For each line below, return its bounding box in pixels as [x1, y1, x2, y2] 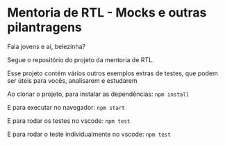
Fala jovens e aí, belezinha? [7, 42, 85, 50]
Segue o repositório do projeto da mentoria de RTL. [7, 55, 154, 64]
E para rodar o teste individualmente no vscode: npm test [7, 130, 172, 138]
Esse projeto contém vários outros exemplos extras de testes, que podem [7, 69, 218, 77]
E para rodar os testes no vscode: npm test [7, 116, 131, 125]
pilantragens [7, 19, 82, 35]
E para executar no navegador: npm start [7, 103, 125, 111]
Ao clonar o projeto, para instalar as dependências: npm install [7, 90, 190, 98]
